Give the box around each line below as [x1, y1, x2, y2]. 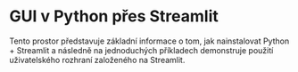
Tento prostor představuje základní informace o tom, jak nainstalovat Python [9, 36, 290, 46]
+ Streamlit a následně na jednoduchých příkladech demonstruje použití [9, 44, 274, 55]
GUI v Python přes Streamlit [9, 6, 219, 27]
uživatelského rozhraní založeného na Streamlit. [9, 54, 186, 65]
